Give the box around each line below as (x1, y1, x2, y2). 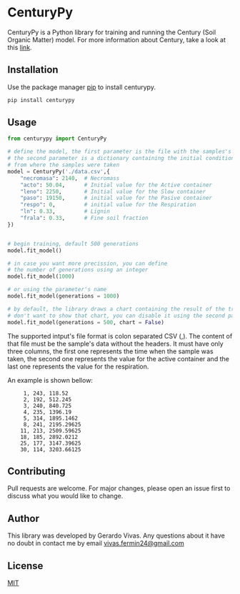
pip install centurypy (7, 96, 75, 104)
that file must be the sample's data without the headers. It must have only (7, 339, 224, 348)
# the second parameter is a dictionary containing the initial (7, 155, 203, 162)
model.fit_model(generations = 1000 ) (7, 293, 120, 300)
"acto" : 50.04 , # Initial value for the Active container (20, 181, 213, 188)
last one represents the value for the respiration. (7, 362, 149, 371)
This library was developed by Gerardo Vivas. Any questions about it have (7, 531, 225, 540)
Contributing (7, 465, 66, 477)
